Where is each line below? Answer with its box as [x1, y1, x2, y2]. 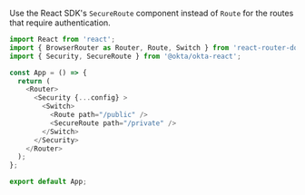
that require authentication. [9, 17, 111, 28]
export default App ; [9, 177, 88, 187]
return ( [17, 76, 51, 85]
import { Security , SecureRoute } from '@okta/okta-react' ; [9, 52, 242, 61]
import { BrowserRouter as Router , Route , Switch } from [9, 43, 230, 53]
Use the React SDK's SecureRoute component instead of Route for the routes [9, 8, 294, 18]
